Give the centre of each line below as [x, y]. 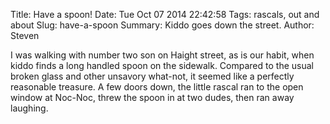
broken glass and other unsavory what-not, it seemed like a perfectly [152, 76]
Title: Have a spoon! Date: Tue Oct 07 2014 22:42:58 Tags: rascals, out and [165, 14]
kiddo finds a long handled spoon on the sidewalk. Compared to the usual [162, 65]
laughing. [29, 108]
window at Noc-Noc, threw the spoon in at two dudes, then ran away [152, 97]
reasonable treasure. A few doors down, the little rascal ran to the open [157, 87]
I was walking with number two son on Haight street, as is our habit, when [162, 55]
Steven [25, 35]
